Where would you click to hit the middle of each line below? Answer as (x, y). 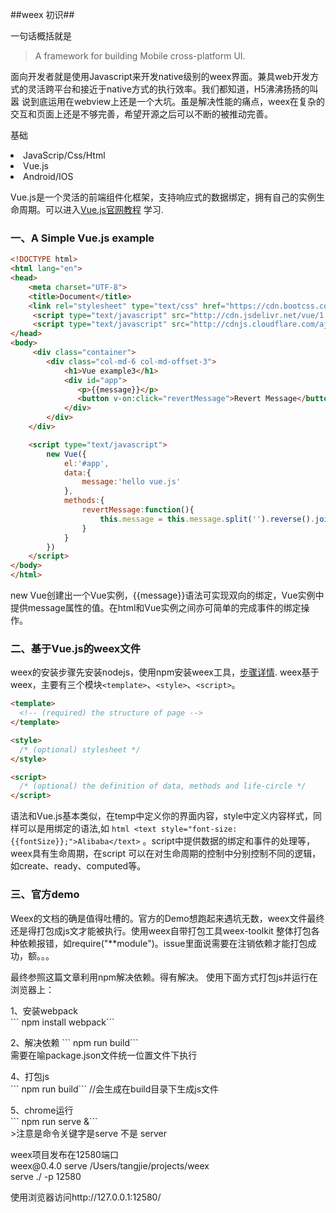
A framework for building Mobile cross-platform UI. (140, 56)
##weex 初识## (42, 14)
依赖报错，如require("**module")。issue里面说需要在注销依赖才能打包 (163, 943)
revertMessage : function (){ (138, 510)
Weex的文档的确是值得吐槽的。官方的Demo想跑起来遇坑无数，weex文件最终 (167, 918)
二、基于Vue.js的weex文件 (76, 648)
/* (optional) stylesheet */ (80, 749)
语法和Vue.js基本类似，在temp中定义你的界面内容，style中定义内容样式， (162, 816)
